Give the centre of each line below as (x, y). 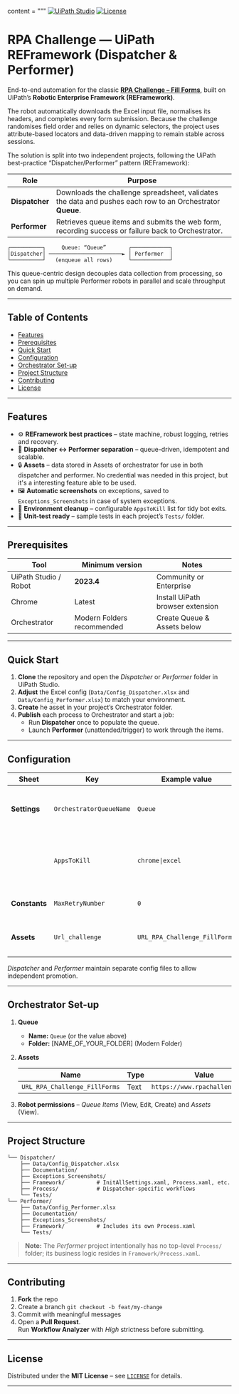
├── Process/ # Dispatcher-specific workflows (108, 1189)
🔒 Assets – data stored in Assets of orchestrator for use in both (110, 465)
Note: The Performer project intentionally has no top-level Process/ (123, 1245)
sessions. (21, 141)
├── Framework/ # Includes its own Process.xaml (108, 1226)
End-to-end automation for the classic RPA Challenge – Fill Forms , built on (117, 90)
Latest (85, 602)
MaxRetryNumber (79, 903)
